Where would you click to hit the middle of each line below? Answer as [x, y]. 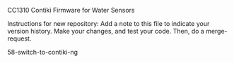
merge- [217, 31]
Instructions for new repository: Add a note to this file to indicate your [109, 23]
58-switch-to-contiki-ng [43, 52]
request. [19, 38]
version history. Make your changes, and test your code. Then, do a [106, 31]
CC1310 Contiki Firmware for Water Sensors [71, 10]
